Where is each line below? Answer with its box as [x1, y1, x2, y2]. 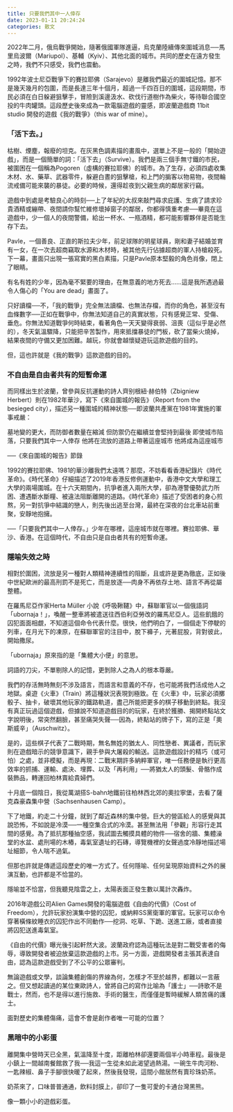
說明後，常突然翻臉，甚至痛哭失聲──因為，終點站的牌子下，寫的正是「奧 [12, 715, 223, 724]
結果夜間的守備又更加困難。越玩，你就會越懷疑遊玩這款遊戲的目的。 [7, 335, 202, 344]
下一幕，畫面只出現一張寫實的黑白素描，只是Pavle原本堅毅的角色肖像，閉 [7, 254, 218, 262]
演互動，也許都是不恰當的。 [7, 871, 87, 879]
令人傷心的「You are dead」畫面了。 [7, 286, 112, 294]
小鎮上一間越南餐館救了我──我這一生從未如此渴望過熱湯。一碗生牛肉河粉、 [7, 1058, 223, 1067]
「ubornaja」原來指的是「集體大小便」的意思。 [7, 651, 142, 660]
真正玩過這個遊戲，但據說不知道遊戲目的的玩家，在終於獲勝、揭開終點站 [12, 707, 220, 715]
